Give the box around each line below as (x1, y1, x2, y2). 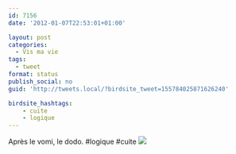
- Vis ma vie (15, 48, 59, 56)
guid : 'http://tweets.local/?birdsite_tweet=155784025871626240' (8, 85, 229, 93)
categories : (8, 40, 48, 48)
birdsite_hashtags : (8, 99, 73, 107)
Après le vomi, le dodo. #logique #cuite (8, 137, 137, 147)
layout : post (8, 33, 52, 41)
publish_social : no (8, 77, 73, 86)
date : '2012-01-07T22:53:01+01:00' (8, 19, 126, 27)
